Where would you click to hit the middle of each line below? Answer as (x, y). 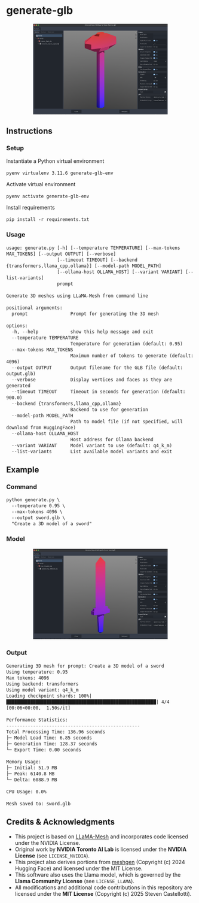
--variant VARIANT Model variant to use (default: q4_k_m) (92, 446)
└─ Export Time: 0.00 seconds (44, 750)
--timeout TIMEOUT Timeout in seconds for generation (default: (99, 392)
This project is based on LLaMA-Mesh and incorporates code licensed (101, 837)
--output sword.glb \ (39, 518)
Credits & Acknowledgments (61, 822)
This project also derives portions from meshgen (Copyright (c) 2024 (100, 862)
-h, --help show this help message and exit (82, 332)
